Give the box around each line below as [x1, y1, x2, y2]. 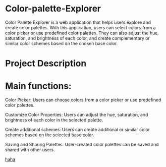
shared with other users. [5, 147, 55, 153]
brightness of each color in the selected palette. [5, 117, 103, 123]
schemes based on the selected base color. [5, 132, 94, 138]
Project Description [5, 58, 87, 69]
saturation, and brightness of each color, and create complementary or [5, 35, 150, 41]
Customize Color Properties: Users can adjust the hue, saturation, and [5, 112, 148, 118]
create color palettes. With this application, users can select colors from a [5, 24, 156, 30]
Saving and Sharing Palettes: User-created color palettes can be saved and [5, 142, 159, 148]
